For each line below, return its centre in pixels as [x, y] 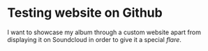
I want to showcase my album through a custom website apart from [104, 32]
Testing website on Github [85, 13]
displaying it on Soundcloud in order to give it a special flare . [94, 39]
